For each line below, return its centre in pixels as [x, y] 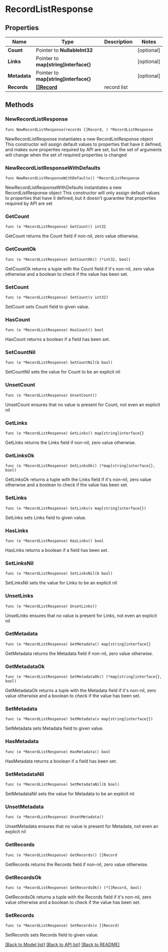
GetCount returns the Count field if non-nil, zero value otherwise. [72, 236]
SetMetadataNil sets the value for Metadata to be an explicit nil [70, 794]
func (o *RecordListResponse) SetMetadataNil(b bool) [62, 785]
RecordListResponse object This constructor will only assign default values [82, 193]
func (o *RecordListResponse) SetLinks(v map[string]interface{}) [76, 508]
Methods [19, 105]
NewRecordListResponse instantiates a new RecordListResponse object [79, 139]
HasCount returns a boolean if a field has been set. [58, 340]
